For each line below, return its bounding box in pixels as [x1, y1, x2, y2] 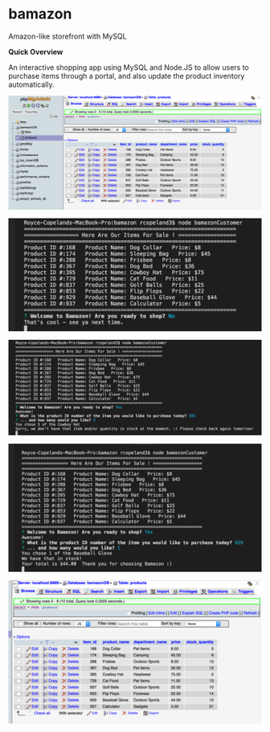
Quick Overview [8, 47, 63, 56]
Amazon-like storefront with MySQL [8, 31, 127, 41]
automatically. [8, 80, 55, 89]
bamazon [8, 5, 72, 23]
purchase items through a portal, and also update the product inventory [8, 71, 245, 80]
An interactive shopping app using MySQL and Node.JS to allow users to [8, 62, 249, 72]
